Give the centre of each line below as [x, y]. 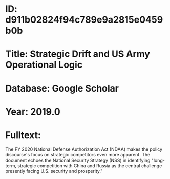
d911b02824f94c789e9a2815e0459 [84, 20]
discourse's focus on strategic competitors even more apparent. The [78, 154]
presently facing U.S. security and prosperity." [54, 171]
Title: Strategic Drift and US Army [78, 54]
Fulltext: [23, 135]
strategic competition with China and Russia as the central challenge [90, 165]
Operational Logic [44, 65]
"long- [158, 160]
